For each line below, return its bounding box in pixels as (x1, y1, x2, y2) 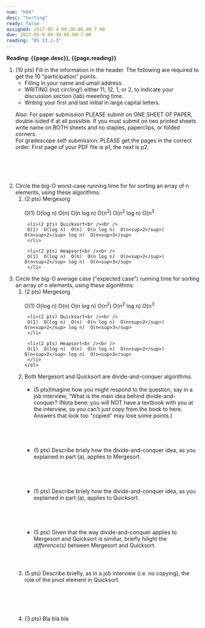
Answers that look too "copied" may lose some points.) (33, 412, 173, 419)
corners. (15, 130, 37, 138)
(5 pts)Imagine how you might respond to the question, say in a (33, 386, 193, 393)
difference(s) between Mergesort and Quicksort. (33, 541, 156, 549)
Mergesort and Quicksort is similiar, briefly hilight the (33, 535, 167, 543)
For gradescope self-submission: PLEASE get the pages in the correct (15, 137, 192, 144)
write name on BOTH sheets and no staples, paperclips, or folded (15, 124, 181, 131)
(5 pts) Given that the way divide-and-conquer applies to (33, 529, 177, 536)
